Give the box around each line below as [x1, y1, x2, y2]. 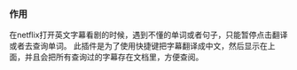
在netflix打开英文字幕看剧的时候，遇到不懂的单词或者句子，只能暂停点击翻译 [9, 29, 288, 41]
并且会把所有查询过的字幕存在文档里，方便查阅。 [24, 51, 204, 63]
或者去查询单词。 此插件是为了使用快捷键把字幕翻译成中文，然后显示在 [9, 41, 268, 51]
